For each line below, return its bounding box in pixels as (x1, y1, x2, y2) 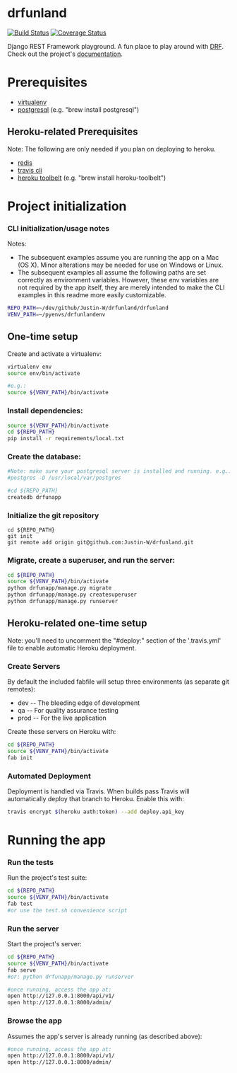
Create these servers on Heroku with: (7, 728, 116, 736)
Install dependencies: (7, 406, 83, 415)
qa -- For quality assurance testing (17, 706, 119, 715)
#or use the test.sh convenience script (7, 907, 128, 914)
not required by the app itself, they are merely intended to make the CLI (17, 283, 225, 292)
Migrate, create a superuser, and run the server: (7, 556, 175, 566)
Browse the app (7, 1016, 62, 1026)
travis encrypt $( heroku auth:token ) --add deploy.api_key (7, 808, 185, 815)
